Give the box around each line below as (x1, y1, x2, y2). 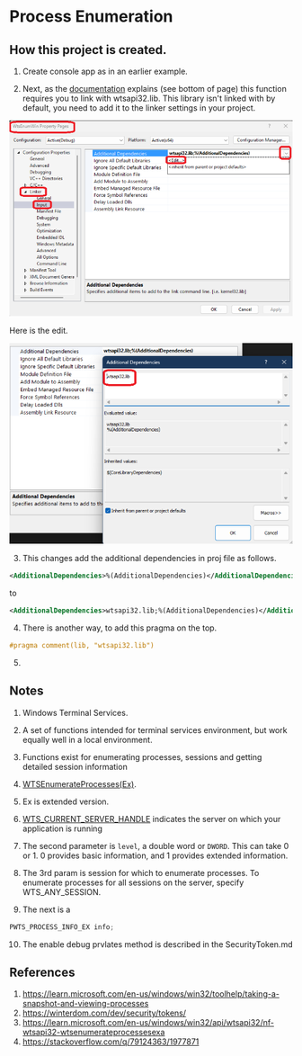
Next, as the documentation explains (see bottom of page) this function (22, 84, 288, 94)
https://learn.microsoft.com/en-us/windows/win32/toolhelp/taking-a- (22, 989, 280, 999)
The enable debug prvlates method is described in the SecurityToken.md (22, 938, 293, 950)
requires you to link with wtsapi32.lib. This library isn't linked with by (22, 93, 276, 103)
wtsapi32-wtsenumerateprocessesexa (22, 1027, 165, 1038)
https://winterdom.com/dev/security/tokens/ (22, 1007, 187, 1018)
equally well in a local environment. (22, 734, 153, 745)
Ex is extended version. (22, 796, 110, 807)
